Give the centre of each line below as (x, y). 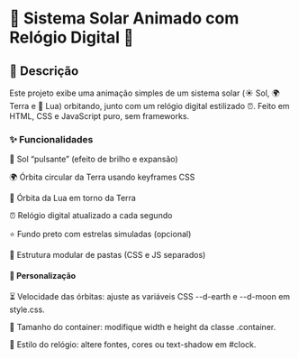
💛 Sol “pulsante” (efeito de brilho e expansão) (94, 159)
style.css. (27, 309)
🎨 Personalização (43, 275)
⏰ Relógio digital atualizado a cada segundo (91, 216)
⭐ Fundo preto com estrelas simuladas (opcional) (100, 235)
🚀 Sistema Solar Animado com (124, 18)
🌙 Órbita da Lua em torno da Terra (73, 198)
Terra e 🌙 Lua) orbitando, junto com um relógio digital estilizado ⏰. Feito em (149, 106)
